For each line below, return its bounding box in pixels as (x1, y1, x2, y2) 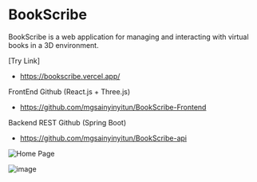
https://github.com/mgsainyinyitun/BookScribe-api (19, 133, 188, 143)
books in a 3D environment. (8, 40, 99, 49)
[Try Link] (8, 56, 41, 65)
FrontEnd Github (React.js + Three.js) (8, 86, 131, 97)
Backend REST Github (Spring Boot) (8, 117, 127, 127)
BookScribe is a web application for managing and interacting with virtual (8, 32, 249, 42)
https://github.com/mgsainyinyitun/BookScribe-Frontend (19, 102, 207, 112)
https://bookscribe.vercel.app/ (19, 71, 121, 81)
